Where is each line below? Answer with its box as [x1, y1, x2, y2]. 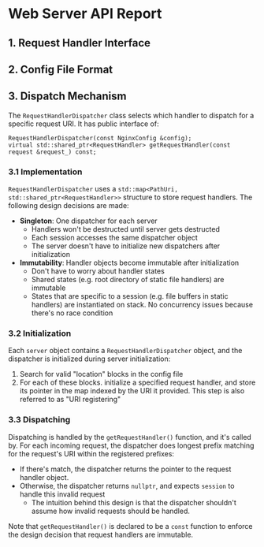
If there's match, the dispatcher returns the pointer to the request [19, 464, 232, 474]
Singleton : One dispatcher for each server [19, 216, 158, 225]
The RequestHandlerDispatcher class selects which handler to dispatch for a [8, 110, 255, 120]
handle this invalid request [19, 489, 106, 499]
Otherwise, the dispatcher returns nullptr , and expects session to [19, 481, 235, 490]
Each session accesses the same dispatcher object [31, 233, 199, 243]
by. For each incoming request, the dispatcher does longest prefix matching [8, 441, 255, 450]
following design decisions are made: [8, 201, 129, 210]
